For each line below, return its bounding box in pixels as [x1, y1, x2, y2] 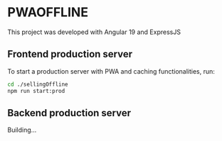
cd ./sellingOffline [7, 81, 69, 88]
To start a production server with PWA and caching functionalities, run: [7, 67, 216, 75]
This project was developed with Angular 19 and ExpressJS [7, 28, 181, 36]
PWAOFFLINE [7, 4, 89, 21]
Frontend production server [7, 48, 133, 60]
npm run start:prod [7, 87, 65, 94]
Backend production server [7, 107, 132, 119]
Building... [7, 125, 37, 135]
